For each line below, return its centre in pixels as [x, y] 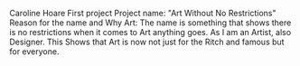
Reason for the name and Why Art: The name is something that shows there [150, 23]
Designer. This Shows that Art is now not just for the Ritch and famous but [147, 42]
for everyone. [34, 52]
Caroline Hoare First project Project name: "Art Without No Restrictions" [143, 13]
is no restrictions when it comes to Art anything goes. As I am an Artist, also [150, 32]
